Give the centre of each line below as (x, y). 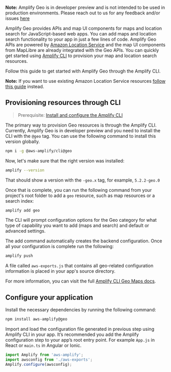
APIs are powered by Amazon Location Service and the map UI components (85, 45)
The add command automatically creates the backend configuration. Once (84, 241)
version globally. (23, 141)
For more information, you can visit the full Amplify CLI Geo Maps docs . (81, 281)
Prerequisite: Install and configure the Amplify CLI (70, 115)
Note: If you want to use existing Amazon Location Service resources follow (85, 81)
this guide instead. (25, 86)
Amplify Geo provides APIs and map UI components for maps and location (84, 28)
